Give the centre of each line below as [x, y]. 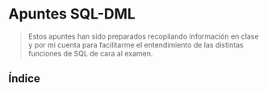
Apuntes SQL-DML [72, 14]
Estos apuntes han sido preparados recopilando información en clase [144, 36]
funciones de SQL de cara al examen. [90, 53]
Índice [24, 79]
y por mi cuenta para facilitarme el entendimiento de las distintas [136, 44]
